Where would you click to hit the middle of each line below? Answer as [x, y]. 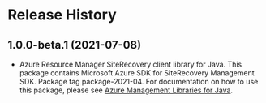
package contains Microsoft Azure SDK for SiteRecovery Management [137, 73]
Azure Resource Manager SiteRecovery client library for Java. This [131, 64]
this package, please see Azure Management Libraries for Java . [126, 90]
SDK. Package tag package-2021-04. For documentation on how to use [139, 82]
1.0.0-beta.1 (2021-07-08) [75, 45]
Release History [62, 15]
